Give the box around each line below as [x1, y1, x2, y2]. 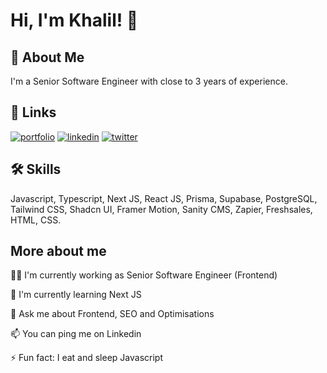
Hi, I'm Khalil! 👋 [10, 9, 139, 32]
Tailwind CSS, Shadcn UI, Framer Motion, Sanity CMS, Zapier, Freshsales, [10, 203, 313, 215]
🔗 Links [10, 104, 57, 121]
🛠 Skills [10, 161, 62, 178]
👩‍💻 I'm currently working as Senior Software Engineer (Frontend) [10, 269, 278, 281]
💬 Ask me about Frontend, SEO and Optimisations [10, 308, 215, 320]
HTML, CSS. [10, 214, 62, 226]
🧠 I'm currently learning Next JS [10, 289, 142, 301]
